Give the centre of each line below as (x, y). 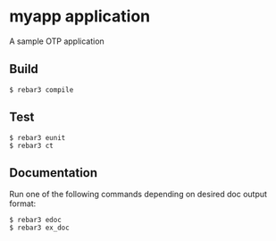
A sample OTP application (57, 41)
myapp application (80, 17)
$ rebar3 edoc (36, 220)
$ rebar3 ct (31, 145)
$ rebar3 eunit (38, 137)
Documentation (54, 173)
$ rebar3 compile (42, 90)
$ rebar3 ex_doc (39, 228)
